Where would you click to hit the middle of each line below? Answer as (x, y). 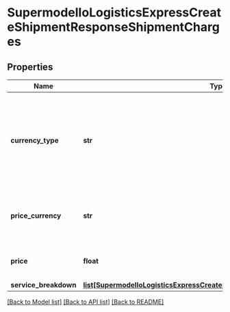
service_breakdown (43, 285)
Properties (30, 67)
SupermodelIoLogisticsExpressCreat (114, 13)
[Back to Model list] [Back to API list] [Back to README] (86, 302)
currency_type (35, 140)
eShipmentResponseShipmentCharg (114, 27)
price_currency (36, 216)
